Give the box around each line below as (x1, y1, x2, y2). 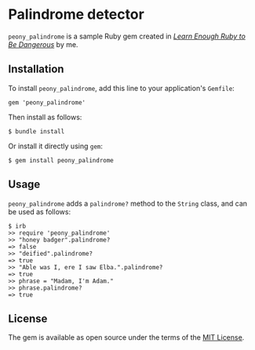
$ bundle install (8, 127, 65, 135)
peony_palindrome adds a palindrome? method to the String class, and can (8, 199, 248, 208)
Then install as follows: (8, 112, 82, 122)
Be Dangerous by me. (8, 39, 78, 49)
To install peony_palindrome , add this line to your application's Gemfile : (8, 83, 235, 93)
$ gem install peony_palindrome (8, 156, 114, 164)
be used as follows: (8, 206, 71, 217)
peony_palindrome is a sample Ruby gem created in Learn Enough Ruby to (8, 31, 246, 41)
